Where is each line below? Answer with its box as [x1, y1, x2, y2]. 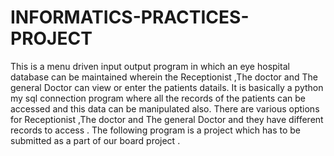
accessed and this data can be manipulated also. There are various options [10, 102, 320, 115]
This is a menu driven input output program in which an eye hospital [10, 60, 290, 72]
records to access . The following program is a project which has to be [10, 124, 301, 136]
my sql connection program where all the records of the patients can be [10, 92, 307, 104]
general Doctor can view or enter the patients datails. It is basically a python [10, 81, 324, 93]
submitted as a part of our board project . [10, 134, 181, 146]
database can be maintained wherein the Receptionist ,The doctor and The [10, 71, 318, 83]
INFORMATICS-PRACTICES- [10, 6, 250, 29]
